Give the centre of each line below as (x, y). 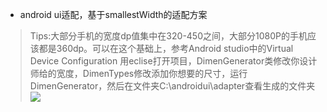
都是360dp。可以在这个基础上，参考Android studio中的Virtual (166, 48)
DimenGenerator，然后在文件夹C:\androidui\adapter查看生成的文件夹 (172, 86)
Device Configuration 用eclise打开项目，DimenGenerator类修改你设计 (173, 61)
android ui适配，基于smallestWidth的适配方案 (113, 14)
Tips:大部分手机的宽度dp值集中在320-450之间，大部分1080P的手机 (168, 36)
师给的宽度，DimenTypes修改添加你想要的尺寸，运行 (138, 73)
